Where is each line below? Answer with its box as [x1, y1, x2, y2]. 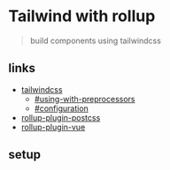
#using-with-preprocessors [34, 93, 135, 104]
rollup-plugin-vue [20, 122, 86, 132]
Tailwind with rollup [8, 6, 156, 26]
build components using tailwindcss [29, 35, 161, 46]
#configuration [34, 103, 89, 114]
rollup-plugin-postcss [20, 112, 101, 122]
